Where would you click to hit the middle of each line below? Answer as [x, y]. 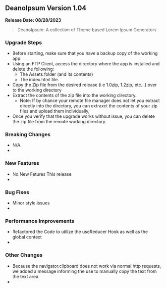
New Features [22, 163]
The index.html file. [39, 80]
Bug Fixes [17, 192]
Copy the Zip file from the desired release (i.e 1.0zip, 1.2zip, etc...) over [84, 85]
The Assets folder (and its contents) [56, 74]
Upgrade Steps [24, 43]
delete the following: [33, 69]
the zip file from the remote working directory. [59, 122]
